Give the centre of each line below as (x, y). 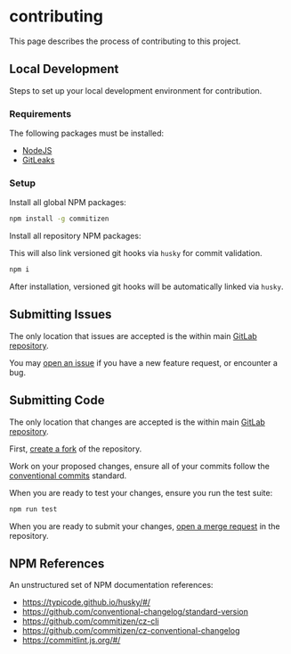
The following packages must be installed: (87, 133)
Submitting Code (57, 400)
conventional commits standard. (68, 476)
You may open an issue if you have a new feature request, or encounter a (144, 362)
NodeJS (37, 151)
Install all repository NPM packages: (75, 236)
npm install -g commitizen (59, 219)
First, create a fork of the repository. (76, 449)
